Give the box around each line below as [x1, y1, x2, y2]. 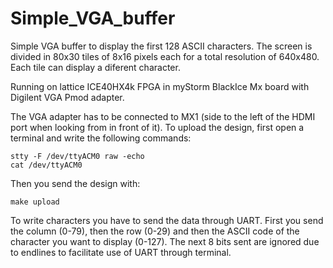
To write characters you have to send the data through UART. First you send [10, 214, 324, 226]
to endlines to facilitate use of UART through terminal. [10, 246, 232, 258]
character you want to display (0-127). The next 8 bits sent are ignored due [10, 235, 320, 247]
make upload [10, 197, 60, 207]
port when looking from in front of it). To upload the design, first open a [10, 121, 305, 133]
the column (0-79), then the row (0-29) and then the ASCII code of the [10, 225, 300, 237]
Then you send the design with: [10, 177, 141, 189]
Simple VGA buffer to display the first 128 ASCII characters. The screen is [10, 40, 313, 52]
